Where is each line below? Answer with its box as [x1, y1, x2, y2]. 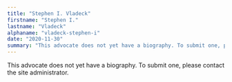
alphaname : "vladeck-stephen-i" [7, 29, 100, 37]
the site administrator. [7, 68, 69, 76]
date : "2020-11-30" [7, 36, 64, 43]
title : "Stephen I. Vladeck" [7, 10, 91, 17]
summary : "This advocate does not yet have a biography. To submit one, [7, 42, 221, 49]
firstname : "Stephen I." [7, 17, 79, 23]
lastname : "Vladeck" [7, 23, 67, 30]
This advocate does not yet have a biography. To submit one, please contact [7, 61, 225, 69]
